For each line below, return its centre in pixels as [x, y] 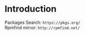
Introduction [31, 9]
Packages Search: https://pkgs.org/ [42, 22]
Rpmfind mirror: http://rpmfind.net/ [42, 27]
